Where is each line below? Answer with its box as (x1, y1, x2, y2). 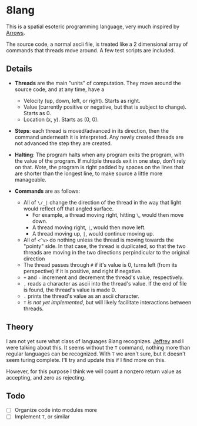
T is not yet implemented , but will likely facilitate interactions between (23, 298, 192, 306)
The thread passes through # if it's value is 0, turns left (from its (23, 261, 178, 268)
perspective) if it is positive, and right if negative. (23, 267, 142, 274)
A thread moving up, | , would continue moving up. (32, 230, 155, 237)
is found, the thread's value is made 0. (23, 286, 116, 293)
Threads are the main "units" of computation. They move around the (14, 79, 181, 86)
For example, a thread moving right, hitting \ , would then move (32, 211, 184, 218)
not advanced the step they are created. (14, 139, 112, 147)
